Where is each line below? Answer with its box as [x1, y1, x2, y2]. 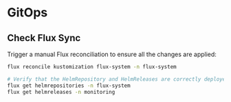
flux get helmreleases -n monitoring [7, 88, 115, 95]
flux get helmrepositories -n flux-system [7, 82, 131, 89]
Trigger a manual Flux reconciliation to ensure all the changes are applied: [7, 50, 217, 58]
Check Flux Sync [7, 32, 81, 44]
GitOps [7, 5, 48, 21]
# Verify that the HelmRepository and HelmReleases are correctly [7, 75, 201, 83]
